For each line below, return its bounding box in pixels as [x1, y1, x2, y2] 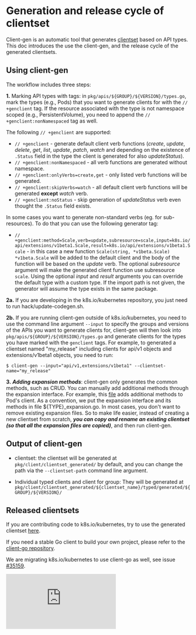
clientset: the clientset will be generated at [14, 454, 117, 461]
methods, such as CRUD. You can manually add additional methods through [6, 384, 189, 391]
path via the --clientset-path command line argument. [14, 467, 148, 474]
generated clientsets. [6, 48, 57, 55]
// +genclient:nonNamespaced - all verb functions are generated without [14, 158, 187, 165]
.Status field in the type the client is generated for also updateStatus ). [14, 152, 184, 159]
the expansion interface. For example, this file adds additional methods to [6, 390, 183, 398]
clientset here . [6, 527, 41, 534]
